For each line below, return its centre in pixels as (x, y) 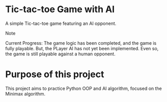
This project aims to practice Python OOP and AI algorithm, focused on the (83, 88)
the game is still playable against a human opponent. (60, 54)
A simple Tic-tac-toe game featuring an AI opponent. (61, 23)
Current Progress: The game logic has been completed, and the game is (81, 43)
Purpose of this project (55, 74)
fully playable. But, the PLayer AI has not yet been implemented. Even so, (82, 48)
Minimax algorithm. (25, 94)
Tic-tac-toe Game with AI (60, 9)
